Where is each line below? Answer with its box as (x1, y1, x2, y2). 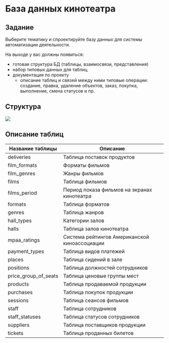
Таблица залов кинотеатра (63, 225, 129, 232)
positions (8, 264, 30, 271)
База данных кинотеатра (5, 3, 116, 15)
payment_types (8, 247, 44, 254)
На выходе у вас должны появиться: (5, 51, 84, 57)
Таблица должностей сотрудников (63, 264, 148, 271)
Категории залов (63, 217, 105, 224)
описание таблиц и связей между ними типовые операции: (20, 77, 148, 83)
